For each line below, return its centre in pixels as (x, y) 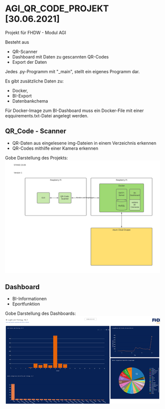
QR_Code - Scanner (36, 131)
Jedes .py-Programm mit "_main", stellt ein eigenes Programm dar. (72, 71)
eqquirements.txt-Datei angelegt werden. (47, 115)
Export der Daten (29, 62)
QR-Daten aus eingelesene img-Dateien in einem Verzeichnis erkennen (84, 143)
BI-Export (22, 96)
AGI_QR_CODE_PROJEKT (57, 9)
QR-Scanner (25, 52)
